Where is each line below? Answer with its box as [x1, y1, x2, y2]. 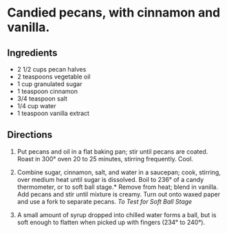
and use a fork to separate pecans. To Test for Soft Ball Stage [17, 197, 193, 205]
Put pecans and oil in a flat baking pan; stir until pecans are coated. [17, 147, 208, 156]
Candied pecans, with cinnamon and [7, 5, 221, 21]
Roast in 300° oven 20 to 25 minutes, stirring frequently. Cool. [17, 154, 194, 163]
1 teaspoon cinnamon [17, 88, 78, 95]
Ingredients [7, 47, 58, 59]
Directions [7, 129, 53, 141]
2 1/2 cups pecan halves [17, 65, 87, 73]
